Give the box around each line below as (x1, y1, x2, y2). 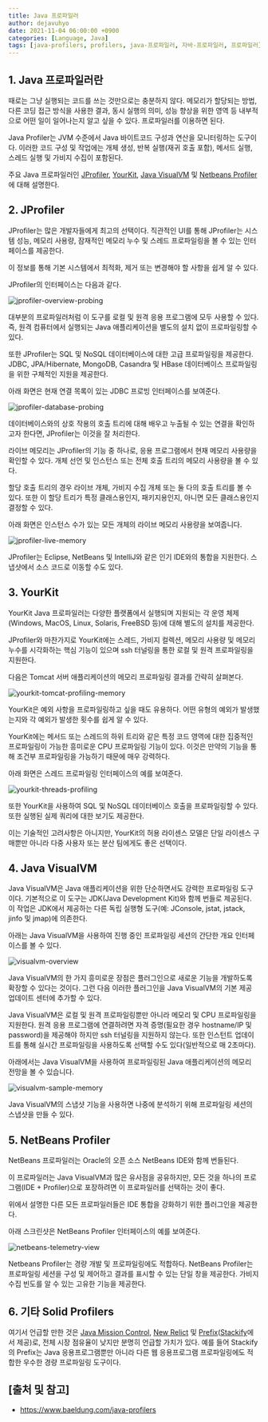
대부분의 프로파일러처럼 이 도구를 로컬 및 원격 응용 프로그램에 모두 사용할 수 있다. (8, 312, 259, 322)
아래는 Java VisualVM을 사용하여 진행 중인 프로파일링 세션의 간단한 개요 (8, 931, 234, 941)
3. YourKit (8, 585, 59, 600)
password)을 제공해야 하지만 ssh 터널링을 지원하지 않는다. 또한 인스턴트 (8, 1030, 234, 1040)
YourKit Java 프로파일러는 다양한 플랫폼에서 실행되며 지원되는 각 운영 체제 (8, 608, 239, 617)
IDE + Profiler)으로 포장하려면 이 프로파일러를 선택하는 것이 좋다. (23, 1183, 226, 1192)
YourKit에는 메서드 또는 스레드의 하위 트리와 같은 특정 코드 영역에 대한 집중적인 (8, 731, 254, 741)
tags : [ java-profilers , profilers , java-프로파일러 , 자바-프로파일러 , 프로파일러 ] (8, 42, 262, 50)
